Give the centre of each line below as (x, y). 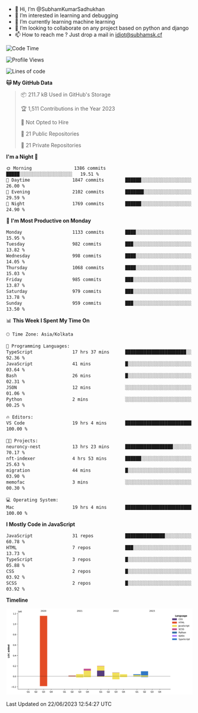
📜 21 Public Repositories (50, 134)
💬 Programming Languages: (38, 346)
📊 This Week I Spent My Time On (48, 320)
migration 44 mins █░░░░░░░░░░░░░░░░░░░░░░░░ (99, 470)
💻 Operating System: (33, 500)
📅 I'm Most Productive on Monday (49, 221)
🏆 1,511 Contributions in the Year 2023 (68, 109)
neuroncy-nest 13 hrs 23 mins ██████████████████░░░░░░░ (99, 447)
